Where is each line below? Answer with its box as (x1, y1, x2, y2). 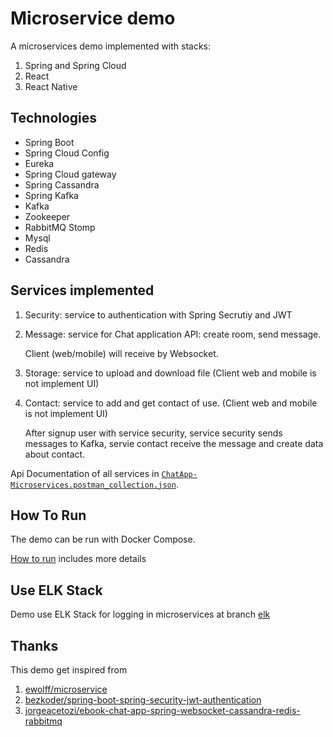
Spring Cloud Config (24, 147, 110, 159)
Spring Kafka (24, 189, 79, 201)
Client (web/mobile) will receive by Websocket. (24, 347, 219, 359)
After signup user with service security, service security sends (24, 427, 283, 439)
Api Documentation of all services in (10, 467, 160, 479)
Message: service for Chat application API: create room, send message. (24, 328, 322, 340)
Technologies (10, 110, 98, 127)
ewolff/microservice (24, 683, 108, 695)
